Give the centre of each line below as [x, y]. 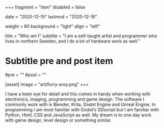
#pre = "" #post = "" [26, 75]
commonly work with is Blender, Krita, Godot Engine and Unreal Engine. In [81, 104]
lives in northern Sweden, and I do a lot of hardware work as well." [73, 41]
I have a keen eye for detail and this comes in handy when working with [78, 94]
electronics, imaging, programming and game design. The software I [75, 99]
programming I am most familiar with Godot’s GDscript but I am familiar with [82, 109]
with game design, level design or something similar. [59, 120]
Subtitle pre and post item [59, 61]
